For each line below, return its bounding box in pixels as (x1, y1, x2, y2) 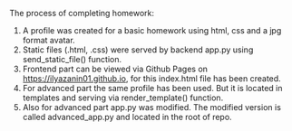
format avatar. (22, 35, 75, 45)
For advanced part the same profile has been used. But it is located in (22, 83, 283, 93)
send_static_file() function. (22, 54, 122, 64)
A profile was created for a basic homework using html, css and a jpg (22, 25, 282, 35)
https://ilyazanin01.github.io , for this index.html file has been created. (22, 73, 281, 84)
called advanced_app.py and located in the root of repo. (22, 112, 233, 122)
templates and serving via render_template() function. (22, 92, 224, 103)
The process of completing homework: (9, 8, 155, 18)
